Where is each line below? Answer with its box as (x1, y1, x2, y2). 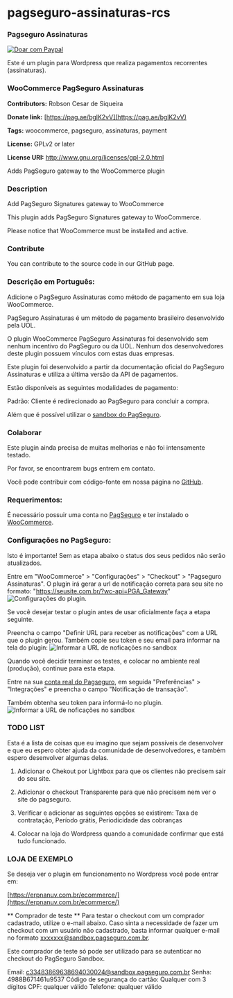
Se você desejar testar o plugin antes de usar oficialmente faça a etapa (7, 607, 211, 616)
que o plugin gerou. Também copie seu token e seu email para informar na (7, 636, 221, 644)
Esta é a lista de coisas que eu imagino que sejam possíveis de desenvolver (7, 738, 224, 747)
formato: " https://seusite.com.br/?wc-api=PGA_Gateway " (7, 586, 171, 595)
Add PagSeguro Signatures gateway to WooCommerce (7, 200, 164, 208)
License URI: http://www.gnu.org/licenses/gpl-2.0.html (7, 153, 164, 161)
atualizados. (7, 559, 42, 567)
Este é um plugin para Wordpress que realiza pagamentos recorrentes (7, 59, 208, 67)
